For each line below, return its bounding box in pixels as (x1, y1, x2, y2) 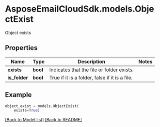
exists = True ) (14, 108, 40, 113)
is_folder (7, 74, 28, 81)
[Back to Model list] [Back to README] (5, 117, 82, 123)
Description (77, 58, 106, 65)
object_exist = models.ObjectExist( (5, 103, 79, 109)
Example (5, 91, 32, 99)
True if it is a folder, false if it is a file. (49, 74, 133, 81)
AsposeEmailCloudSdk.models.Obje (5, 3, 154, 15)
